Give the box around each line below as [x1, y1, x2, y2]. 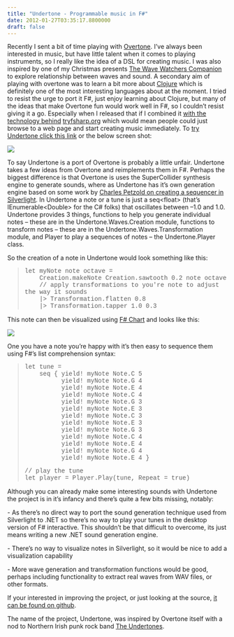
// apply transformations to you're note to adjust [39, 281, 220, 289]
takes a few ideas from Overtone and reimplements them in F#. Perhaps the [7, 166, 226, 174]
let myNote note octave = [24, 267, 113, 275]
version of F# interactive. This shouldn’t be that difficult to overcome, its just [7, 523, 227, 532]
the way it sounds [24, 288, 87, 296]
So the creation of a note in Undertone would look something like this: [7, 253, 208, 262]
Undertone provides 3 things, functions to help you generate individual [7, 211, 211, 219]
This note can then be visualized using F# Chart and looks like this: [7, 316, 200, 324]
